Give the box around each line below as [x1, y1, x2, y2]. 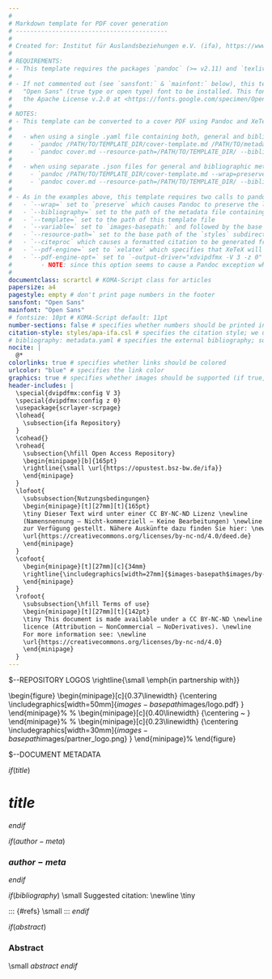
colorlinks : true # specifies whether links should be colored [8, 359, 227, 367]
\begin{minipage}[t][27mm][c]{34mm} [23, 562, 147, 570]
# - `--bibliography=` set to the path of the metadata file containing [8, 208, 266, 216]
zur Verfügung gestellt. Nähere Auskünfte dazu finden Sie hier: [23, 525, 249, 533]
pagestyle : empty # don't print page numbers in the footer [8, 291, 216, 299]
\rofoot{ [15, 593, 45, 601]
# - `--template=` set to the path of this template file [8, 216, 216, 224]
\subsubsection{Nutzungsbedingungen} [23, 494, 151, 503]
